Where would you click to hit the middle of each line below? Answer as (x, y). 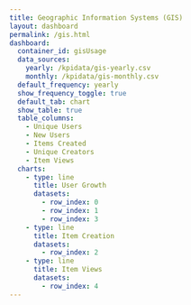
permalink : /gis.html (50, 34)
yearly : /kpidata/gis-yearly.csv (88, 69)
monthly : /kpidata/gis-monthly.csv (92, 77)
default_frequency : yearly (68, 85)
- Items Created (56, 143)
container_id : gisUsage (62, 51)
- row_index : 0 (70, 203)
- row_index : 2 (70, 253)
